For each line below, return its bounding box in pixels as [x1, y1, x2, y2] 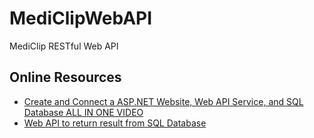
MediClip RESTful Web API [9, 40, 119, 52]
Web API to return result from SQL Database [23, 117, 207, 129]
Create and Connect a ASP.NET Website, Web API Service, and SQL [23, 95, 304, 107]
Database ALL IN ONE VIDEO [23, 106, 144, 118]
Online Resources [9, 69, 122, 86]
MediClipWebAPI [9, 7, 153, 30]
